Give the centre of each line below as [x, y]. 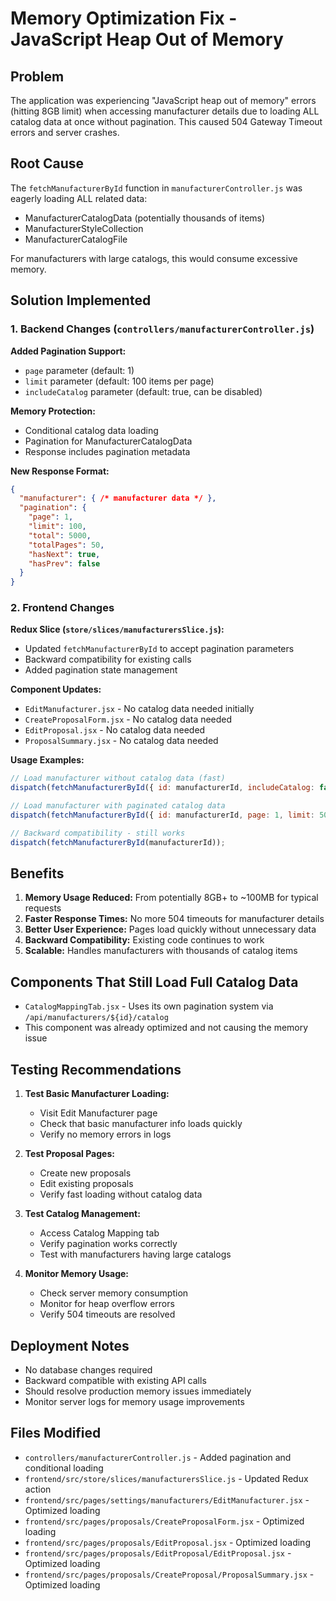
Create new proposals [85, 1173]
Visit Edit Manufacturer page [98, 1113]
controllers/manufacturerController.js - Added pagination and [158, 1457]
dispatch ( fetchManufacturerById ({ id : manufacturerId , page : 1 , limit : [162, 815]
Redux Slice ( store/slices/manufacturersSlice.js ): [117, 629]
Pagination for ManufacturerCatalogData [108, 441]
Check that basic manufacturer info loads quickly [141, 1124]
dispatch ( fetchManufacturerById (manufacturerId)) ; [118, 842]
